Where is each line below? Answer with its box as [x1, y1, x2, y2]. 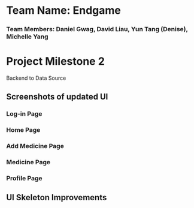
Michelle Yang [6, 32, 49, 41]
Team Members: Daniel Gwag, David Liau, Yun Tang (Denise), [6, 25, 188, 34]
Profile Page [6, 174, 43, 183]
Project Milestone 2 [6, 55, 105, 68]
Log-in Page [6, 110, 43, 118]
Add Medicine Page [6, 142, 64, 150]
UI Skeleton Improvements [6, 192, 107, 203]
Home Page [6, 126, 41, 134]
